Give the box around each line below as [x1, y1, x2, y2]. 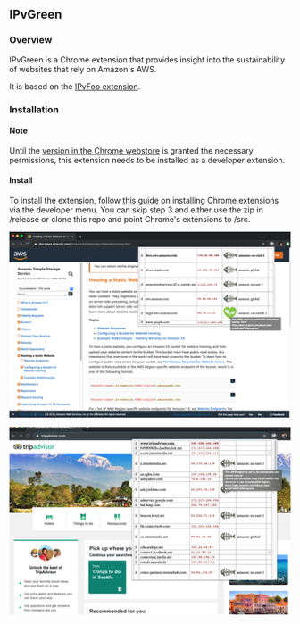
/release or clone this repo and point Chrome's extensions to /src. [9, 214, 251, 225]
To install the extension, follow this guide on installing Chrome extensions [9, 196, 279, 206]
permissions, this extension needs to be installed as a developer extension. [9, 154, 286, 165]
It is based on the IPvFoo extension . [9, 80, 141, 92]
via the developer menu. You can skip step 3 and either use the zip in [9, 204, 263, 215]
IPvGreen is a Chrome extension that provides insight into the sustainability [9, 54, 286, 65]
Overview [9, 34, 53, 46]
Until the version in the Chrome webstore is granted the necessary [9, 145, 254, 155]
